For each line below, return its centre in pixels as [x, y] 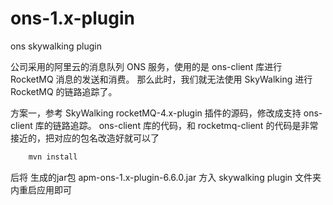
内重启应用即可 [41, 189]
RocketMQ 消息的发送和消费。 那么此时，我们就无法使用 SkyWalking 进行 [161, 79]
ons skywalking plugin [56, 46]
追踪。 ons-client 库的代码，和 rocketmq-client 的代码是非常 [194, 125]
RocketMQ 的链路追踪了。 [64, 91]
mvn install [53, 157]
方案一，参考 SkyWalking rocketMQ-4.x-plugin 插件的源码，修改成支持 [156, 113]
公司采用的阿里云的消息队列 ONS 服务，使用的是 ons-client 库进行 [146, 66]
